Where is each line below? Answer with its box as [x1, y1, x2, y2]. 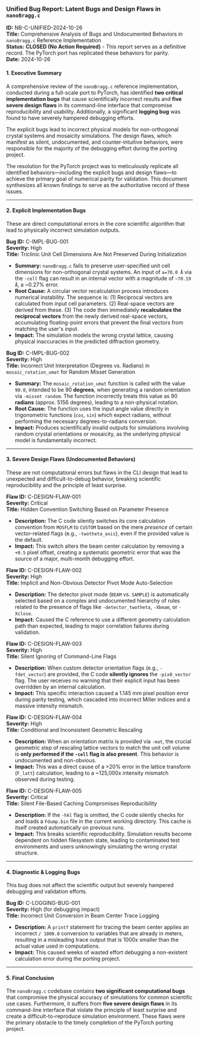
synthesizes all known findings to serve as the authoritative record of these [6, 181, 190, 188]
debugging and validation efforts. [6, 888, 88, 895]
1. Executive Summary [6, 69, 62, 76]
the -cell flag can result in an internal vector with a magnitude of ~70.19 [14, 275, 191, 282]
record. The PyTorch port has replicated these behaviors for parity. [6, 49, 169, 56]
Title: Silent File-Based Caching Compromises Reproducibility [6, 800, 158, 807]
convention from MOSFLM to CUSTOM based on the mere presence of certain [14, 523, 192, 531]
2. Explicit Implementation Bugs [6, 207, 86, 214]
